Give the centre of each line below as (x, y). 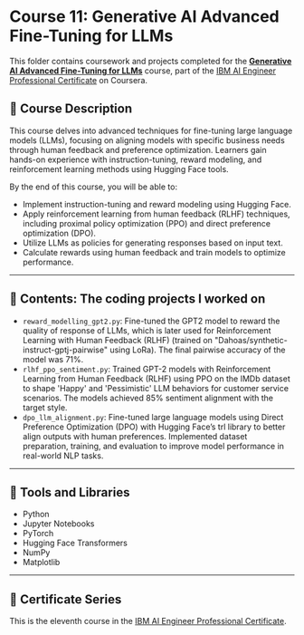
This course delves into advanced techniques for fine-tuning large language (151, 130)
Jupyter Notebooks (58, 524)
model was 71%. (53, 359)
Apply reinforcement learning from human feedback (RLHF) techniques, (157, 214)
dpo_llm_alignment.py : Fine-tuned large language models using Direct (153, 417)
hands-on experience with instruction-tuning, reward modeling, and (136, 159)
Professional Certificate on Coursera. (78, 80)
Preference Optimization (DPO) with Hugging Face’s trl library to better (154, 427)
